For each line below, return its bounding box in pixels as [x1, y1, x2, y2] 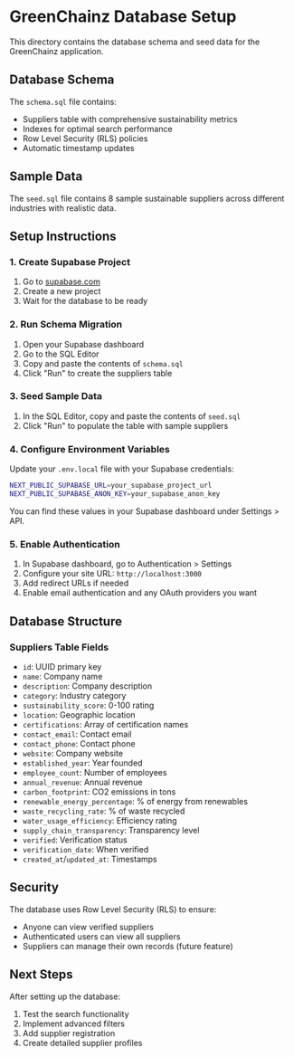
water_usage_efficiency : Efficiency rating [22, 814, 178, 825]
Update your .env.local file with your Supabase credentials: [9, 463, 234, 474]
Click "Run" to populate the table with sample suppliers [22, 420, 229, 431]
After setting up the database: [9, 991, 120, 1002]
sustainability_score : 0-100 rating [22, 700, 155, 710]
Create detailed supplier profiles [22, 1037, 143, 1048]
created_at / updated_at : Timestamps [22, 853, 157, 864]
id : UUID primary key [22, 661, 102, 671]
